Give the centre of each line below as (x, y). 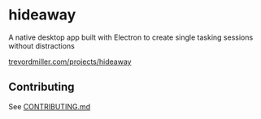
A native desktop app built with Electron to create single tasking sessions (131, 37)
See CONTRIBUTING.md (50, 106)
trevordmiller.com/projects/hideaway (70, 62)
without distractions (41, 45)
